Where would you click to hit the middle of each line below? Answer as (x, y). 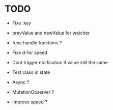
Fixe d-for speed (30, 52)
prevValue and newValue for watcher (51, 33)
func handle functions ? (37, 43)
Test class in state (31, 72)
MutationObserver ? (33, 92)
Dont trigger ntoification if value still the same (60, 62)
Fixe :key (22, 23)
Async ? (21, 82)
